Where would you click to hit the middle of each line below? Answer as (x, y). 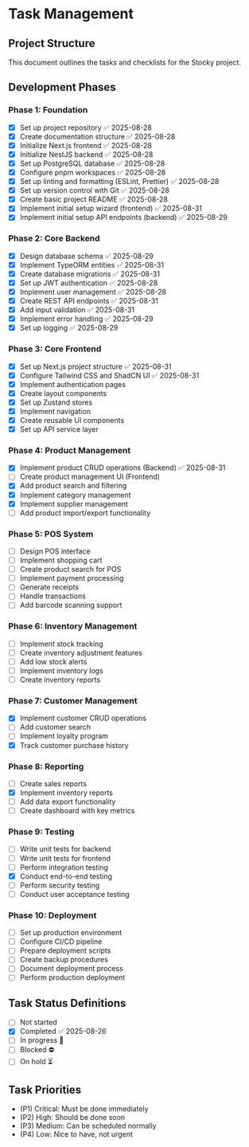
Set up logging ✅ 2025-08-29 (69, 328)
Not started (38, 1022)
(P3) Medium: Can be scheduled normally (88, 1126)
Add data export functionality (68, 802)
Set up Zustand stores (56, 402)
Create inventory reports (60, 679)
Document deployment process (71, 969)
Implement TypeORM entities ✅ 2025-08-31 (92, 264)
